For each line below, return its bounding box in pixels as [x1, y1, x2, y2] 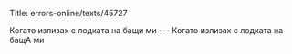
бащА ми [9, 35, 45, 45]
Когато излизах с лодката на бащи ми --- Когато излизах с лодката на [9, 25, 284, 35]
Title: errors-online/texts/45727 [9, 8, 128, 18]
